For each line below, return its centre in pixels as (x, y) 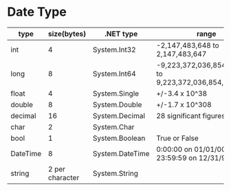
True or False (177, 138)
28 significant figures (190, 115)
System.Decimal (119, 115)
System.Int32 (114, 49)
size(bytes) (67, 34)
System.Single (116, 93)
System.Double (117, 104)
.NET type (121, 34)
